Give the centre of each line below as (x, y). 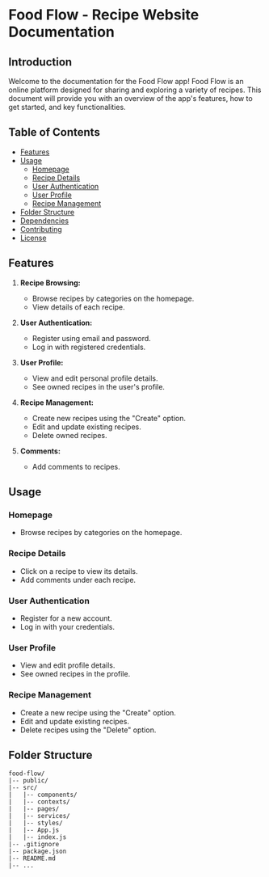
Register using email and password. (91, 338)
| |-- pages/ (34, 809)
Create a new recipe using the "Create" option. (98, 712)
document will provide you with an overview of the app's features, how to (130, 98)
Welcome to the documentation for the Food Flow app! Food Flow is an (126, 81)
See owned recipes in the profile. (75, 674)
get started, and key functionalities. (67, 107)
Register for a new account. (66, 618)
